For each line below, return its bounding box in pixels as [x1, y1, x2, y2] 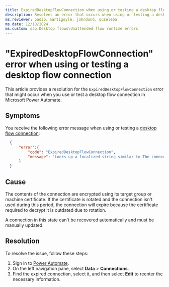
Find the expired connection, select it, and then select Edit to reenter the [12, 271, 163, 277]
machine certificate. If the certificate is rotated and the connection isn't [5, 196, 153, 202]
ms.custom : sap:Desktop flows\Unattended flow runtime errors [5, 26, 138, 31]
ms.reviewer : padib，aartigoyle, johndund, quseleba [5, 17, 117, 22]
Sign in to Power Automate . [12, 260, 69, 266]
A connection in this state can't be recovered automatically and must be [5, 217, 154, 223]
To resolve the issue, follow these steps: [5, 250, 89, 256]
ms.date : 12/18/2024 [5, 21, 49, 27]
